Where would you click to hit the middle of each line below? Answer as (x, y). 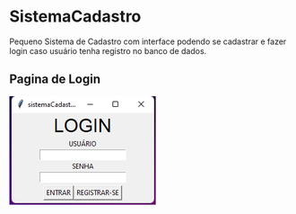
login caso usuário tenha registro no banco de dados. (108, 50)
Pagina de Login (55, 80)
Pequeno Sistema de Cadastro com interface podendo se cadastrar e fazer (148, 41)
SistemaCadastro (75, 17)
